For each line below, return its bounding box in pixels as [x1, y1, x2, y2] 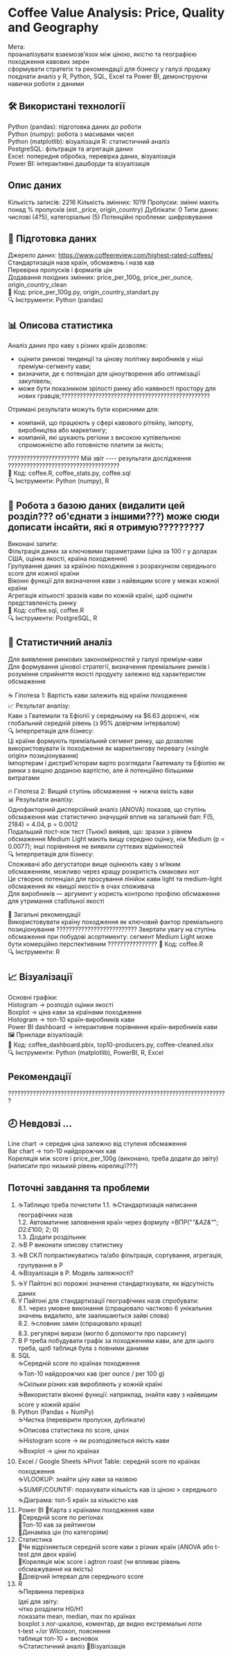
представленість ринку [8, 599, 77, 607]
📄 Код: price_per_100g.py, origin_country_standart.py [8, 288, 159, 297]
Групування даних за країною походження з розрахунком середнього [8, 562, 217, 570]
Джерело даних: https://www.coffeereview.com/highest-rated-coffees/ [8, 251, 213, 260]
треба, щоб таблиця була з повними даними [17, 1344, 149, 1352]
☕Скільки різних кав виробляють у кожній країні [17, 1380, 163, 1388]
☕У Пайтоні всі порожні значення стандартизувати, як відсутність [17, 1279, 214, 1288]
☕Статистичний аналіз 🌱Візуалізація [17, 1642, 126, 1651]
